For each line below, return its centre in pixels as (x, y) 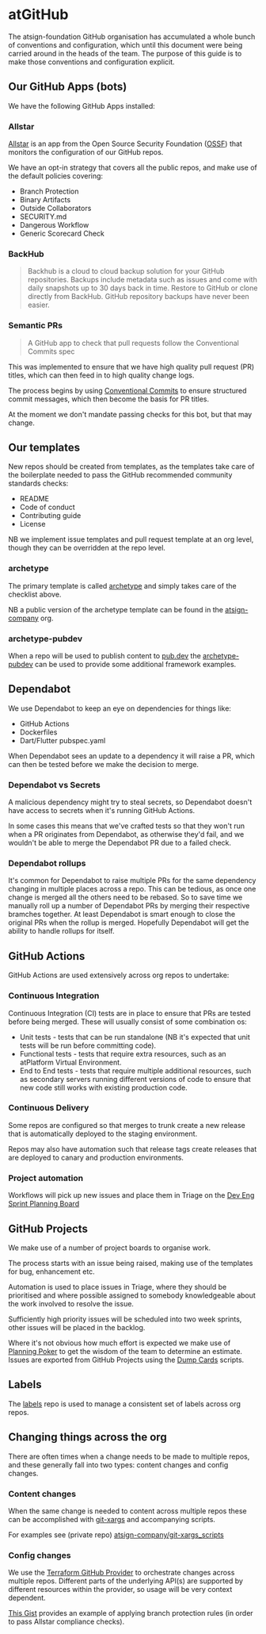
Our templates (44, 448)
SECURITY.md (43, 217)
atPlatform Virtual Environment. (70, 1062)
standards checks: (38, 483)
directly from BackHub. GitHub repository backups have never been (138, 297)
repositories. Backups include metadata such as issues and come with (142, 280)
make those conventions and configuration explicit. (92, 62)
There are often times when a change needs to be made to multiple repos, (129, 1456)
